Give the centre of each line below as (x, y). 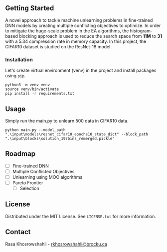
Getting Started (30, 8)
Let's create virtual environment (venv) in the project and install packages (81, 70)
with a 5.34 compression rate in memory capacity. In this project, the (76, 41)
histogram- (141, 31)
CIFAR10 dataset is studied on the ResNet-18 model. (59, 46)
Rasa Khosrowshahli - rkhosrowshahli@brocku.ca (56, 244)
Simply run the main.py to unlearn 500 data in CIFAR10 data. (67, 121)
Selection (29, 188)
